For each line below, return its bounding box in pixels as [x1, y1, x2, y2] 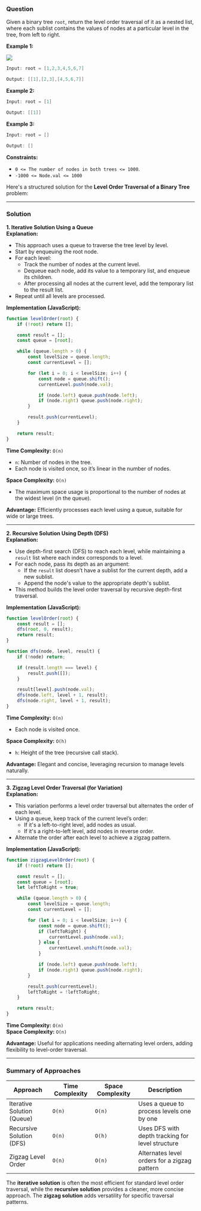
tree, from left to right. [6, 31, 61, 38]
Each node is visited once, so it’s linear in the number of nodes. [14, 465, 171, 472]
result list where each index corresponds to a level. [14, 554, 144, 561]
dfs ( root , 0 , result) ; [17, 626, 74, 633]
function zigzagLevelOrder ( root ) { [6, 857, 95, 863]
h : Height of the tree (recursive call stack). [14, 749, 119, 756]
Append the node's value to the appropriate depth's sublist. [23, 579, 171, 587]
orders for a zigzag [138, 1157, 192, 1165]
